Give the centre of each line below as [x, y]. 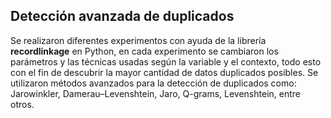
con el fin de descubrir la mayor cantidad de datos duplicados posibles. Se [164, 72]
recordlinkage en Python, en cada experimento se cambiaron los [144, 51]
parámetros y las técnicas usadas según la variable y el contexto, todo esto [166, 61]
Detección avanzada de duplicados [122, 16]
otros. [22, 104]
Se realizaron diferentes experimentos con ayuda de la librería [138, 40]
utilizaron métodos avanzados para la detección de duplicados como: [153, 83]
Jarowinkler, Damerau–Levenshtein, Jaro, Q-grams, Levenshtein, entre [155, 93]
